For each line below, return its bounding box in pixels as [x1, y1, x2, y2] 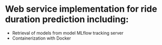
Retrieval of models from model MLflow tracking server [12, 30, 124, 36]
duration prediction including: [5, 14, 129, 25]
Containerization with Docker [12, 35, 71, 41]
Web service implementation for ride [5, 3, 158, 15]
